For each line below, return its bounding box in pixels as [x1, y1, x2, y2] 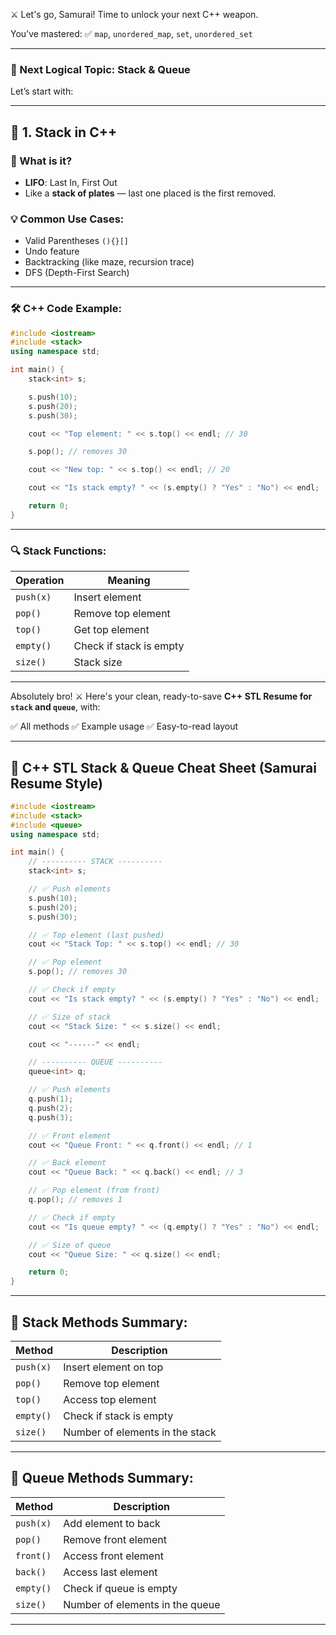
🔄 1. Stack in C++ [10, 124, 118, 141]
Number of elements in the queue [63, 1597, 221, 1611]
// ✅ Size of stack [28, 1012, 112, 1022]
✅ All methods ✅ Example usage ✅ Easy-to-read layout [10, 720, 239, 733]
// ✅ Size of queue [28, 1240, 112, 1250]
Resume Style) [10, 775, 103, 792]
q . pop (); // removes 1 [28, 1195, 123, 1205]
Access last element [63, 1565, 158, 1579]
